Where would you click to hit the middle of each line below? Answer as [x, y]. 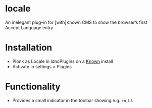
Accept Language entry [29, 27]
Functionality [33, 87]
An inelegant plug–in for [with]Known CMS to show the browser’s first [76, 22]
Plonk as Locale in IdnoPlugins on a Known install [63, 61]
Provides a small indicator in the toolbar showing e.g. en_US [72, 100]
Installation [29, 48]
